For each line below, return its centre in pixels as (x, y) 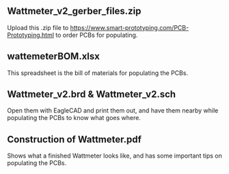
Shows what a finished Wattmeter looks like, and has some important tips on (114, 156)
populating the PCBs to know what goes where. (74, 118)
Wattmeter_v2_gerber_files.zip (74, 11)
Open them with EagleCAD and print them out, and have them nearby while (113, 111)
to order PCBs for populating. (97, 35)
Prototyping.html (31, 35)
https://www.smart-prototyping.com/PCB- (130, 27)
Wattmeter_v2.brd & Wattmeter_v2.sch (92, 95)
